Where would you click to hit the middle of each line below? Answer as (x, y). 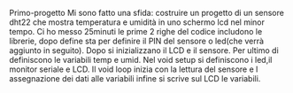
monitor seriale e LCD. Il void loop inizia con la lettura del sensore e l (134, 69)
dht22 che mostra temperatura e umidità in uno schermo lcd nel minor (137, 22)
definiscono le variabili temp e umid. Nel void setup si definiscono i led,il (141, 60)
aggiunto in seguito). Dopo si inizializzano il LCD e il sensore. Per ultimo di (144, 50)
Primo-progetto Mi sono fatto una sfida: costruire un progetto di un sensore (147, 13)
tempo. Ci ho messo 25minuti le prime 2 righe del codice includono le (136, 31)
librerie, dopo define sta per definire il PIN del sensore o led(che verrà (136, 41)
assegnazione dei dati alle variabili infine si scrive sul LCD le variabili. (135, 78)
